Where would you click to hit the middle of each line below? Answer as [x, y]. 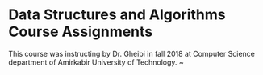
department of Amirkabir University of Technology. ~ [96, 62]
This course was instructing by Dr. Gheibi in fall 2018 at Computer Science [132, 53]
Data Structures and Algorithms [117, 15]
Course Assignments [81, 32]
